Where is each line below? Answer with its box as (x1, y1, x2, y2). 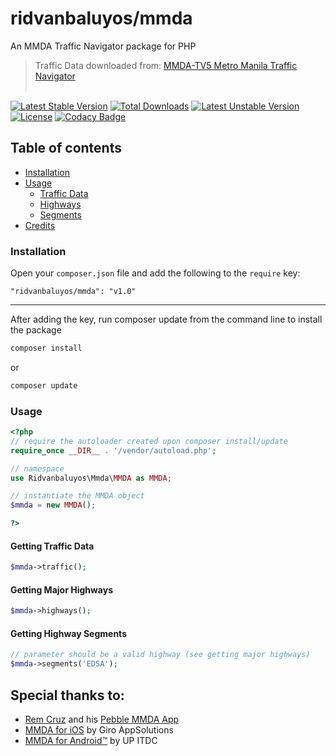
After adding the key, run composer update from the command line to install (10, 313, 323, 326)
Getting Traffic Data (10, 540, 95, 552)
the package (10, 324, 62, 336)
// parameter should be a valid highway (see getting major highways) (10, 650, 311, 660)
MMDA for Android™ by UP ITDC (24, 735, 158, 747)
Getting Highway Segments (10, 627, 127, 639)
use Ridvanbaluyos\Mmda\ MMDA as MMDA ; (10, 473, 172, 483)
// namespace (10, 463, 65, 474)
